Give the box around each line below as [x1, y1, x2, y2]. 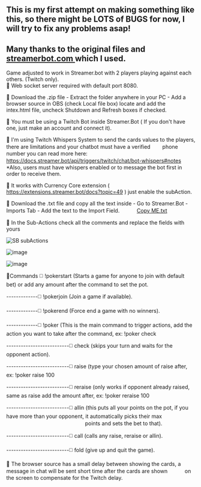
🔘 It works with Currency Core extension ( [6, 182, 110, 189]
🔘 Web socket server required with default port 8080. [6, 82, 139, 89]
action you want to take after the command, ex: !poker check [6, 330, 157, 337]
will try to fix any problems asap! [6, 23, 131, 34]
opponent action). [6, 351, 50, 358]
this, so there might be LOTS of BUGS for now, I [6, 14, 185, 25]
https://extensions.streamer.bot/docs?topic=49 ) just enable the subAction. [6, 189, 192, 196]
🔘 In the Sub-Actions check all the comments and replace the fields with [6, 219, 185, 226]
